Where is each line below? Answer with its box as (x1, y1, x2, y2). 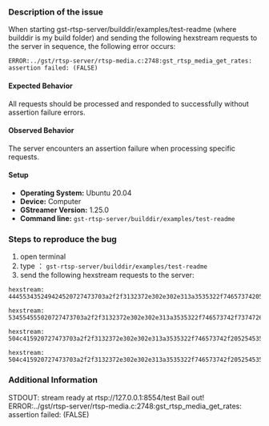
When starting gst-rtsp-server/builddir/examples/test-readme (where (8, 25, 237, 34)
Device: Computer (19, 196, 82, 206)
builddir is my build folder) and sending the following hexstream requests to (8, 33, 258, 42)
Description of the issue (8, 6, 104, 18)
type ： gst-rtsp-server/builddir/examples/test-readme (19, 261, 208, 271)
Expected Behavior (8, 81, 74, 90)
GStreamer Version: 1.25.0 (19, 205, 110, 215)
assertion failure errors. (8, 107, 86, 117)
